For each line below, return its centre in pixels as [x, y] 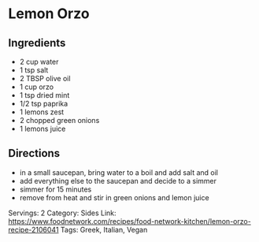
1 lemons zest [42, 112]
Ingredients [37, 43]
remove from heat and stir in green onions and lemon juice [115, 197]
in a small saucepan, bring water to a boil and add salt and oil [119, 172]
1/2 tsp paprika [44, 104]
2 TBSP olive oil [45, 78]
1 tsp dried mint [44, 95]
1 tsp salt [34, 70]
